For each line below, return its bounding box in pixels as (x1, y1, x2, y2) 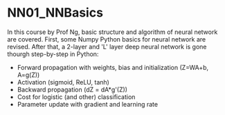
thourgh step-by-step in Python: (7, 50, 99, 58)
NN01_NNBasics (7, 5, 104, 21)
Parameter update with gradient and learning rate (17, 100, 158, 108)
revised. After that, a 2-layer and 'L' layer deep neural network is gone (7, 42, 207, 51)
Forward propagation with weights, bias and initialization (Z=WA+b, (17, 63, 209, 71)
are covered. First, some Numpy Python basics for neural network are (7, 35, 206, 43)
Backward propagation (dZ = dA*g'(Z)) (17, 85, 128, 94)
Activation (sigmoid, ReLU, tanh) (17, 78, 109, 86)
